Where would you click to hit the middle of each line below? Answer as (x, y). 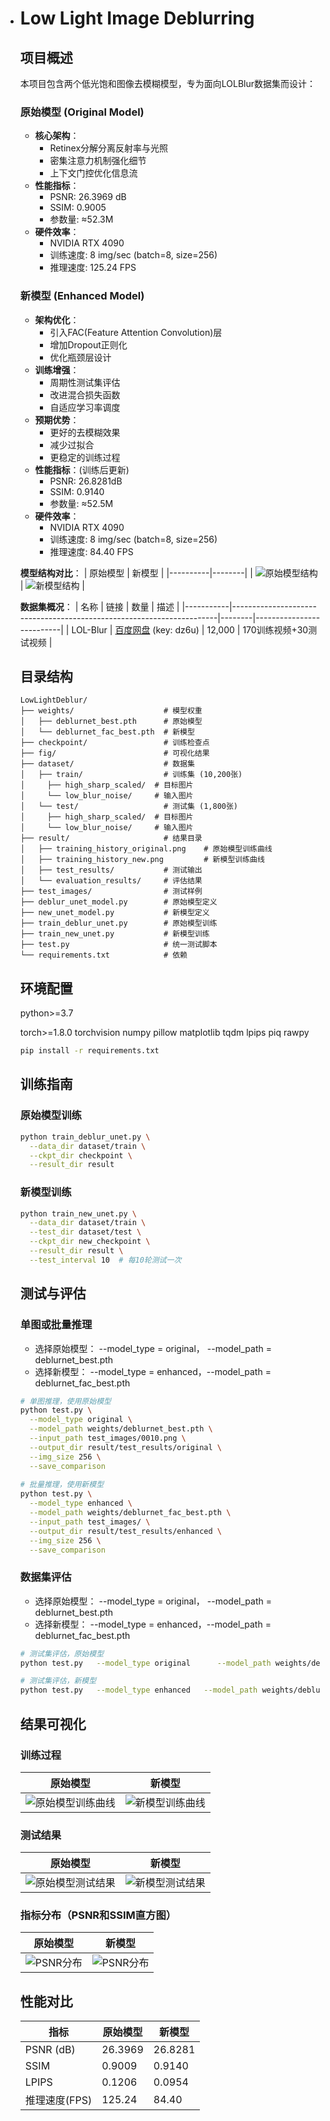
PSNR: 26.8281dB (86, 481)
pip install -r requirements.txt (89, 1051)
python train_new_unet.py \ (78, 1213)
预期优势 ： (57, 419)
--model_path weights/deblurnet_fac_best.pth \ (130, 1513)
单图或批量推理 (56, 1325)
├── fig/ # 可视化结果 (114, 753)
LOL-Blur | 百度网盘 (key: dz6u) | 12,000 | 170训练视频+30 (190, 629)
